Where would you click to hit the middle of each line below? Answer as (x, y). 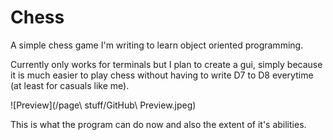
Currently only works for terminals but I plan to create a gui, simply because (166, 64)
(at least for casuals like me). (70, 85)
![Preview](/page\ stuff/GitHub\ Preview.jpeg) (103, 105)
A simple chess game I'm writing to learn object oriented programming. (157, 45)
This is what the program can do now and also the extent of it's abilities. (158, 124)
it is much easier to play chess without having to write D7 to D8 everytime (162, 75)
